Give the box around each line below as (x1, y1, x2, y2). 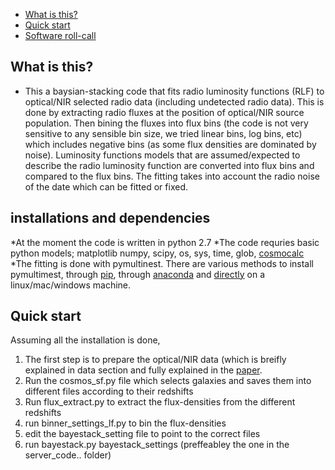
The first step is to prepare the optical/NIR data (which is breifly (24, 354, 287, 366)
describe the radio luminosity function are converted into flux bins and (24, 159, 315, 171)
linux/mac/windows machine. (10, 279, 132, 291)
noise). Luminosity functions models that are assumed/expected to (24, 149, 301, 161)
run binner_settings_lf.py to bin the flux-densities (24, 417, 227, 429)
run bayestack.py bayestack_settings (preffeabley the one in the (24, 439, 290, 451)
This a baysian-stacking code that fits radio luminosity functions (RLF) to (24, 85, 325, 97)
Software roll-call (24, 30, 97, 41)
